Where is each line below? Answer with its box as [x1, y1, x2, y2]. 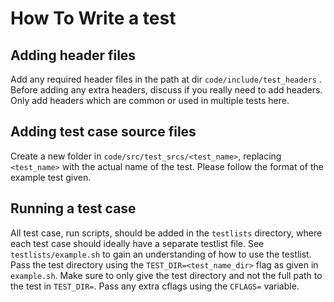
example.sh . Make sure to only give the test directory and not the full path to [10, 269, 323, 281]
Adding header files [10, 47, 137, 64]
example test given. [10, 171, 92, 183]
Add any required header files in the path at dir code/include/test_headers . [10, 73, 322, 85]
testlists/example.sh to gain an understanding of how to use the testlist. [10, 248, 312, 260]
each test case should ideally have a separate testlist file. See [10, 237, 265, 249]
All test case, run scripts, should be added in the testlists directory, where [10, 227, 323, 239]
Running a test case [10, 200, 137, 217]
